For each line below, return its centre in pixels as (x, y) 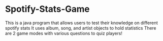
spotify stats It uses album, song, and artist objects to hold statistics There (81, 28)
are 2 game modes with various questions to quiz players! (64, 33)
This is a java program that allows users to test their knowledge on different (81, 23)
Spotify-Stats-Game (48, 9)
